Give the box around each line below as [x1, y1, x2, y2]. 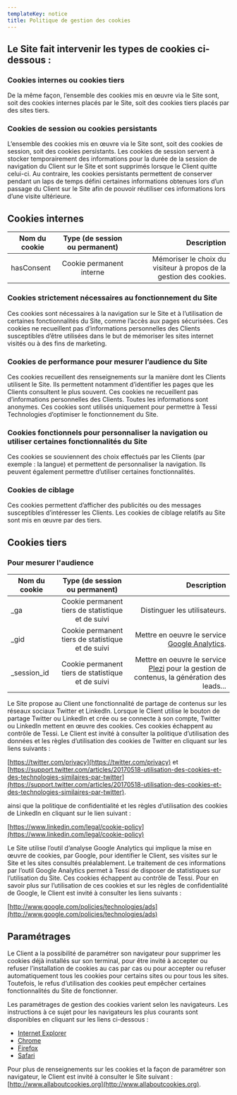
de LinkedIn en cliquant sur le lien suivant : [7, 809, 132, 818]
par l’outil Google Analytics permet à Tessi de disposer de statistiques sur [7, 867, 221, 875]
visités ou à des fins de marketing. [7, 339, 107, 348]
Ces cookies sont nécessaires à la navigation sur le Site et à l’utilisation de [7, 309, 223, 317]
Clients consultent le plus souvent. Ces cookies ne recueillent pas [7, 387, 199, 396]
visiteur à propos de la [152, 263, 226, 273]
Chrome [17, 1036, 42, 1044]
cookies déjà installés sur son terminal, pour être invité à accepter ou [7, 956, 208, 965]
